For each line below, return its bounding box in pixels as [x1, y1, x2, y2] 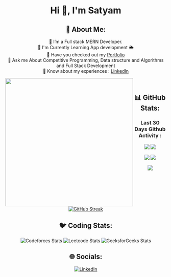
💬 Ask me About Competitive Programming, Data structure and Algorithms [8, 57, 164, 63]
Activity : [138, 132, 162, 139]
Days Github [134, 125, 166, 133]
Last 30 [140, 119, 160, 126]
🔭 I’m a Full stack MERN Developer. [49, 38, 123, 45]
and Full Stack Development [56, 62, 115, 69]
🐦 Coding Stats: [59, 221, 113, 230]
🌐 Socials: [69, 252, 103, 261]
